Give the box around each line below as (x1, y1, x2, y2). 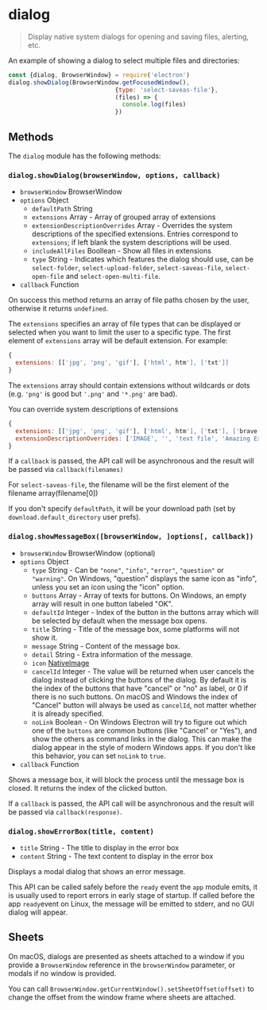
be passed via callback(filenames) (8, 465, 124, 474)
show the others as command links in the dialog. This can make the (31, 733, 253, 744)
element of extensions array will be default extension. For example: (8, 336, 228, 346)
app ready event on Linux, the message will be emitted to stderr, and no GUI (8, 900, 254, 909)
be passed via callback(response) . (8, 807, 122, 816)
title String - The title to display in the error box (19, 843, 180, 853)
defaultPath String (31, 204, 93, 214)
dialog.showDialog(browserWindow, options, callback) (8, 171, 221, 180)
